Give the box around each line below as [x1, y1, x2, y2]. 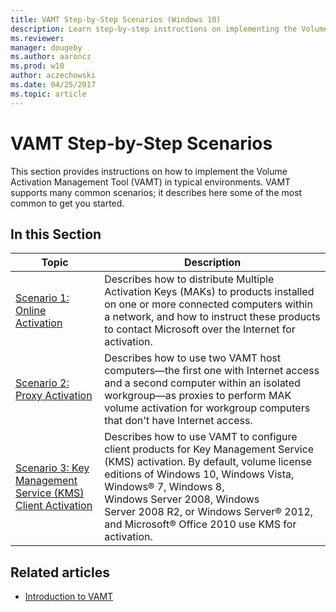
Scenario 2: [15, 376, 70, 390]
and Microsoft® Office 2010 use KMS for [104, 517, 297, 531]
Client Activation [15, 499, 93, 513]
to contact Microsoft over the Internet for [104, 322, 296, 336]
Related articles [10, 564, 110, 581]
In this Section [10, 226, 102, 243]
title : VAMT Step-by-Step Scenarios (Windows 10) [10, 14, 222, 25]
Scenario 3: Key [15, 461, 90, 475]
